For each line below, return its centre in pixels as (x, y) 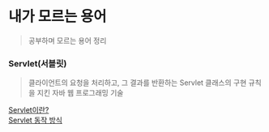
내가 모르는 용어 (58, 17)
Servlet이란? (29, 110)
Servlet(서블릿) (38, 63)
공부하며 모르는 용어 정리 (67, 40)
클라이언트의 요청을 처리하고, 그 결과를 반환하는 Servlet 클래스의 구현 (137, 83)
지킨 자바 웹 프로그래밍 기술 (80, 93)
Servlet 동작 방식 (36, 120)
